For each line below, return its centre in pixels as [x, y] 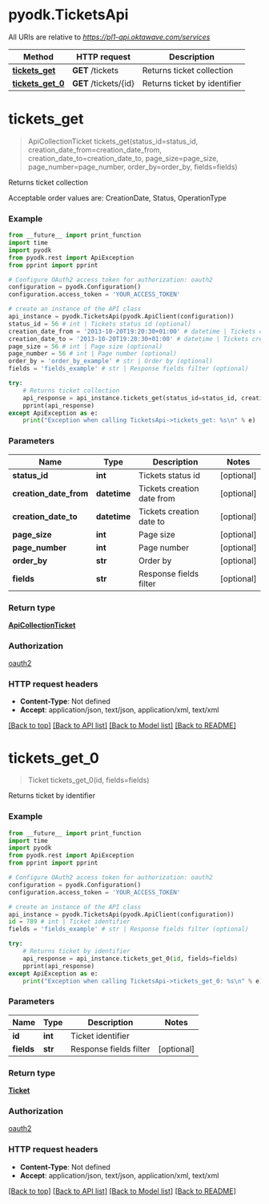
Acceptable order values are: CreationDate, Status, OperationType [117, 197]
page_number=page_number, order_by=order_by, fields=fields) [132, 167]
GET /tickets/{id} [103, 83]
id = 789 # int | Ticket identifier [69, 922]
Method [38, 56]
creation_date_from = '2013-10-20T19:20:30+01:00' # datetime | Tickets [132, 331]
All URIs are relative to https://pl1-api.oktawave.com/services [109, 37]
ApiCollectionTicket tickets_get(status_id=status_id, [113, 141]
